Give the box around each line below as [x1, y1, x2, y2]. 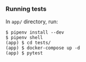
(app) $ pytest [5, 50, 43, 56]
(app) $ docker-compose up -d [5, 45, 81, 51]
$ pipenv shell [5, 35, 43, 41]
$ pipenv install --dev [5, 30, 65, 35]
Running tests [5, 5, 47, 13]
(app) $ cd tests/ [5, 40, 51, 46]
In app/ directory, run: [5, 18, 59, 25]
